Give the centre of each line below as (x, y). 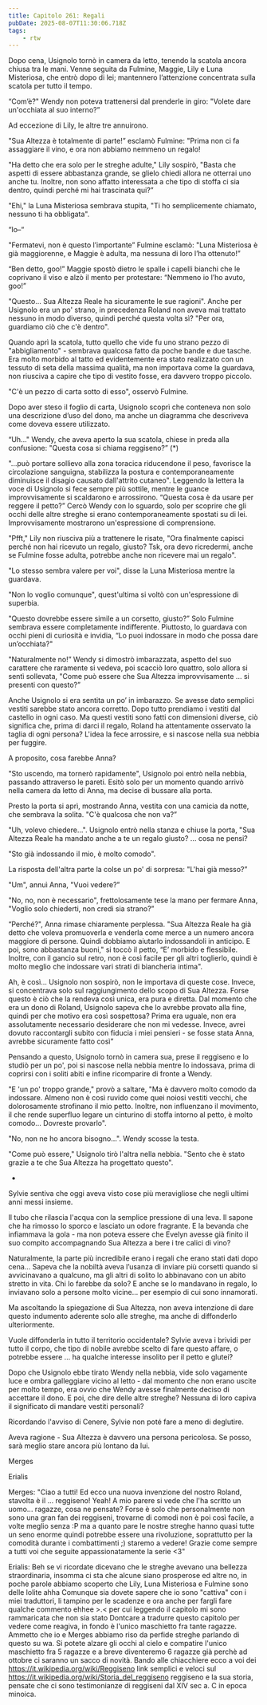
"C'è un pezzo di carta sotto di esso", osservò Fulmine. (98, 392)
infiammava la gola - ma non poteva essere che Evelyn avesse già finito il (128, 1234)
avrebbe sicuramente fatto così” (61, 1041)
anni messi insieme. (41, 1202)
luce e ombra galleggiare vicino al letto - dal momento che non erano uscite (132, 1381)
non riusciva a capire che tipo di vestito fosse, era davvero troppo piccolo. (130, 377)
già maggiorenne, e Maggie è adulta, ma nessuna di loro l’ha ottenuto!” (124, 254)
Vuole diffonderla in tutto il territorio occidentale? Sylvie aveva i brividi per (130, 1340)
